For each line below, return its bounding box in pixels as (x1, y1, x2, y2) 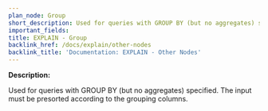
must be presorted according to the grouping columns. (8, 94, 189, 103)
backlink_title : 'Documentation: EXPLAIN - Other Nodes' (8, 48, 202, 56)
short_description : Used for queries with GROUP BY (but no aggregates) (8, 19, 255, 27)
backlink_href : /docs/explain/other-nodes (8, 41, 152, 49)
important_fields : (8, 26, 69, 34)
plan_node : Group (8, 11, 66, 20)
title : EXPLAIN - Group (8, 33, 88, 42)
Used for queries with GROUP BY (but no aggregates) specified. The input (8, 86, 252, 95)
